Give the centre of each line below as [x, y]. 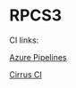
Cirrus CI [25, 74]
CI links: [24, 40]
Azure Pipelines [38, 57]
